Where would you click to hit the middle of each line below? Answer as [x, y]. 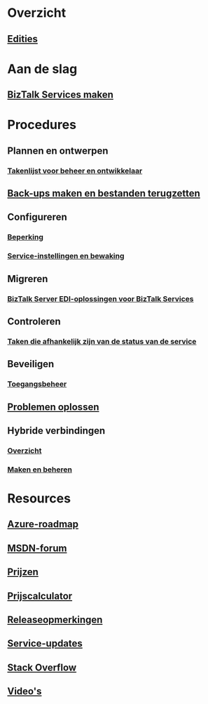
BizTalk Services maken [61, 95]
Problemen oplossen [53, 407]
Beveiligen [31, 364]
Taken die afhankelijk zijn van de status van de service [102, 341]
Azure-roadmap [43, 524]
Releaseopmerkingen [55, 619]
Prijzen [23, 572]
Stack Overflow [42, 667]
